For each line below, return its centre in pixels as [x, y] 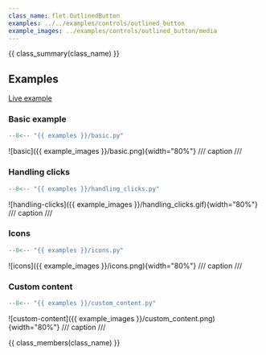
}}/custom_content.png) [176, 318]
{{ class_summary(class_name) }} [64, 54]
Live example [30, 98]
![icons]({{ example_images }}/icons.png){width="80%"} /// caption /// [125, 266]
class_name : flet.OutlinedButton [64, 16]
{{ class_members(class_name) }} [64, 342]
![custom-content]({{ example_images [72, 318]
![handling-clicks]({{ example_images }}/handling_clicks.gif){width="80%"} [133, 204]
